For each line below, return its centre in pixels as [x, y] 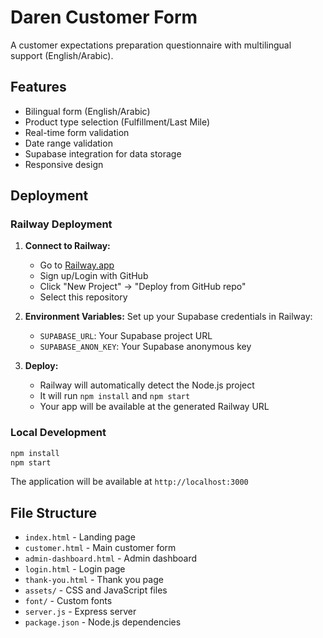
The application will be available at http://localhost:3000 [129, 482]
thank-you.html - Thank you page [94, 580]
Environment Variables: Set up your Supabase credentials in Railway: [168, 317]
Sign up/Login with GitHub [94, 276]
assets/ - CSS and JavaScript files [96, 590]
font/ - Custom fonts [68, 601]
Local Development [58, 433]
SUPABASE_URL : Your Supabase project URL [126, 336]
